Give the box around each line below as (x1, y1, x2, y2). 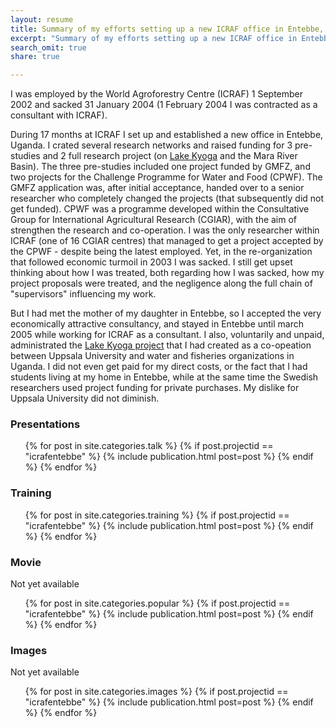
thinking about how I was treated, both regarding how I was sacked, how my (10, 267, 325, 279)
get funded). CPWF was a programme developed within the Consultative (10, 203, 310, 215)
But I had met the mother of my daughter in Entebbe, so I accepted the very (10, 307, 322, 320)
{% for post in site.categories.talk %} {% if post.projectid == (24, 440, 274, 452)
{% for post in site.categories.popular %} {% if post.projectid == (24, 597, 291, 610)
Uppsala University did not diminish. (10, 392, 160, 405)
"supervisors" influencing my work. (10, 288, 157, 300)
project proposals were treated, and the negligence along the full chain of (10, 277, 313, 290)
